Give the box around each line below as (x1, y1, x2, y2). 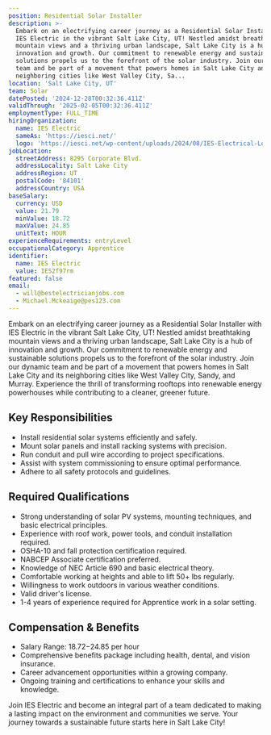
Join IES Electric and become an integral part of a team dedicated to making (8, 700, 262, 710)
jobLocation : (8, 147, 52, 155)
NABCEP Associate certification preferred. (19, 554, 161, 564)
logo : (15, 139, 35, 148)
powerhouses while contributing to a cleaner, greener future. (8, 387, 211, 397)
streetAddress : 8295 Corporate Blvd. (15, 154, 143, 162)
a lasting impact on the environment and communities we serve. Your (8, 709, 239, 719)
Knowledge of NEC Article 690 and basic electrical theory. (19, 562, 215, 573)
